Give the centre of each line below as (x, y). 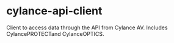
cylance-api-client (54, 11)
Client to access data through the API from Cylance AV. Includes (87, 27)
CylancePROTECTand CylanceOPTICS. (55, 33)
